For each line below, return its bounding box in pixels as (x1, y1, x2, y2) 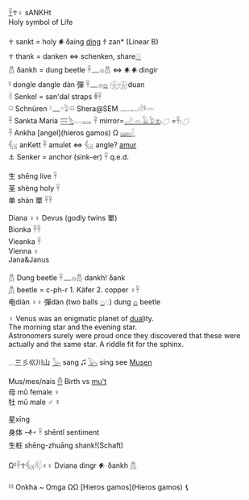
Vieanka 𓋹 (8, 237, 42, 246)
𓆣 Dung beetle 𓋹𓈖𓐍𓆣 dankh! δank (8, 273, 126, 283)
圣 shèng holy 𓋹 (8, 184, 60, 192)
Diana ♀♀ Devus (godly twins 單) (8, 213, 118, 222)
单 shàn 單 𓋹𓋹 (8, 196, 53, 205)
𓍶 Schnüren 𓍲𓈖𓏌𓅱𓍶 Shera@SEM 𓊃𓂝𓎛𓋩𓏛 (8, 104, 155, 114)
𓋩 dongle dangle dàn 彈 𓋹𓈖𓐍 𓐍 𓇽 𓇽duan (8, 80, 145, 89)
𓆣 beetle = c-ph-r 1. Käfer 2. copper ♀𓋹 (8, 285, 140, 295)
